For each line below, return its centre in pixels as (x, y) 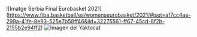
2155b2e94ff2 (24, 27)
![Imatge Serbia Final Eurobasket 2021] (54, 9)
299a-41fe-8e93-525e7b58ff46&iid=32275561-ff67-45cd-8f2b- (86, 21)
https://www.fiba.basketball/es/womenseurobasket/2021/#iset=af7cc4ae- (99, 15)
